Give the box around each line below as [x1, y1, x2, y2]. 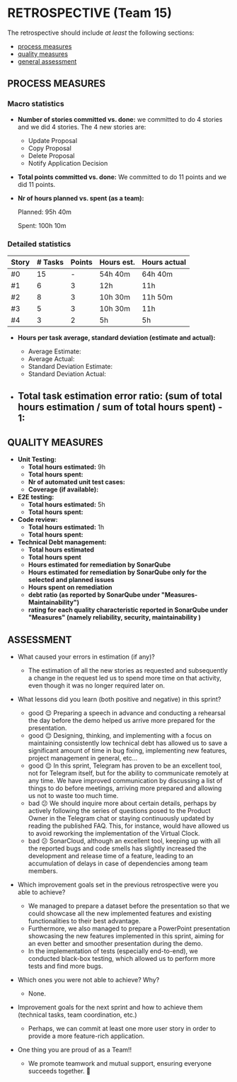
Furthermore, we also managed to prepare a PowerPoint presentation [28, 924, 231, 933]
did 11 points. [17, 180, 56, 188]
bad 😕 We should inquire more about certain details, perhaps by [28, 799, 217, 807]
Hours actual [141, 257, 186, 267]
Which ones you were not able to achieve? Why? [17, 975, 160, 984]
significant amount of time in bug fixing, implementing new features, [28, 746, 228, 755]
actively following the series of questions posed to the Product [28, 806, 211, 815]
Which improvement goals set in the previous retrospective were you [17, 880, 219, 889]
